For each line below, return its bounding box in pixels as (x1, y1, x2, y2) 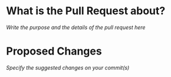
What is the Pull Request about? (6, 4, 166, 18)
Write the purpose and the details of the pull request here (6, 24, 146, 31)
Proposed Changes (6, 44, 102, 58)
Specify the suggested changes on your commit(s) (6, 64, 130, 71)
